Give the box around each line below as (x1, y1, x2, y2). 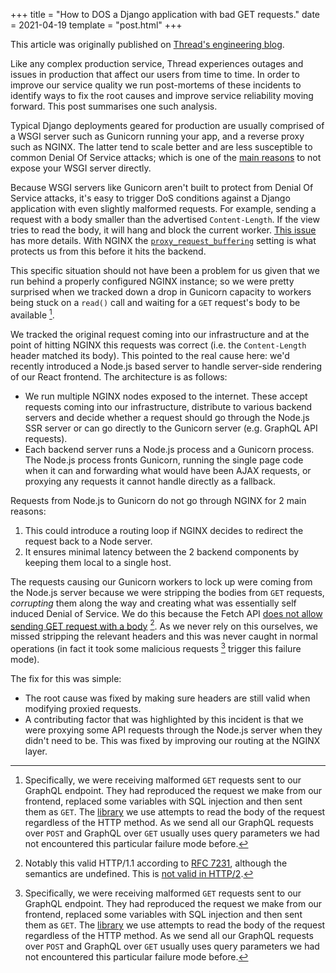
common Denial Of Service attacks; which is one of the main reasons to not (10, 152, 322, 163)
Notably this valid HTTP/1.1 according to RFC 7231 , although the (24, 857, 288, 869)
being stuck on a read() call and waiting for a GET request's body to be (10, 297, 301, 308)
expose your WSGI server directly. (10, 162, 152, 174)
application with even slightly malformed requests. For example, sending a (10, 203, 317, 214)
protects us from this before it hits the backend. (10, 245, 207, 257)
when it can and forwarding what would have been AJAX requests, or (24, 464, 312, 476)
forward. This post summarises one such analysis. (10, 100, 218, 112)
